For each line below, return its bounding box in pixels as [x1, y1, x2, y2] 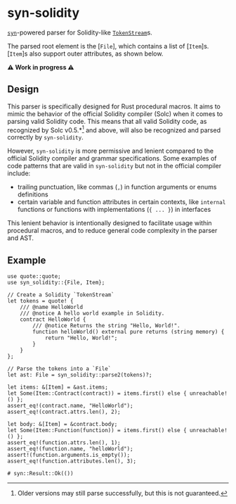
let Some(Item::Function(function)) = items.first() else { [7, 427, 188, 434]
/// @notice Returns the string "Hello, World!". [32, 322, 181, 329]
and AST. [7, 234, 34, 242]
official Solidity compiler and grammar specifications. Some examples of [7, 154, 217, 163]
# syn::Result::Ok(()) [7, 470, 74, 477]
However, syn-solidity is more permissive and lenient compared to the [7, 146, 214, 156]
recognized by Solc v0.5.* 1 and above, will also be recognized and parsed [7, 125, 221, 134]
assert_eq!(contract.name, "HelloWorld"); [7, 403, 133, 410]
